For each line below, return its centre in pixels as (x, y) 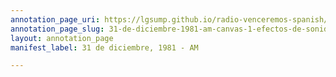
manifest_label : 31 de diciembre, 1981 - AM (104, 47)
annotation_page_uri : (55, 19)
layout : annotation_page (62, 38)
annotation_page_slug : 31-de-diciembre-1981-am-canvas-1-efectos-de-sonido (171, 29)
